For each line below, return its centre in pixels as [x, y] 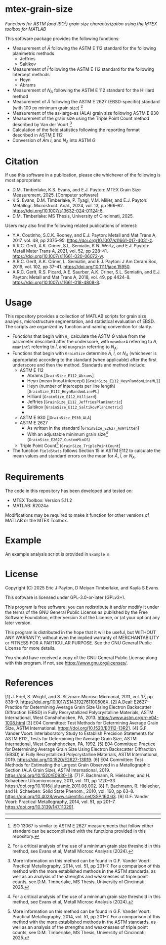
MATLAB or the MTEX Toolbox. [37, 521]
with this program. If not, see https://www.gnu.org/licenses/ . [66, 663]
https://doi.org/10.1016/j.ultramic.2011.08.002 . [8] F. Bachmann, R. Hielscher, [83, 786]
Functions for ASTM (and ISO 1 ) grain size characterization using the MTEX [81, 23]
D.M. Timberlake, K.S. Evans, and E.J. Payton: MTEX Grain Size [76, 190]
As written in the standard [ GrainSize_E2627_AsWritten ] [83, 428]
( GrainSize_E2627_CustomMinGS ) [59, 439]
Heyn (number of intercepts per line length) [71, 386]
